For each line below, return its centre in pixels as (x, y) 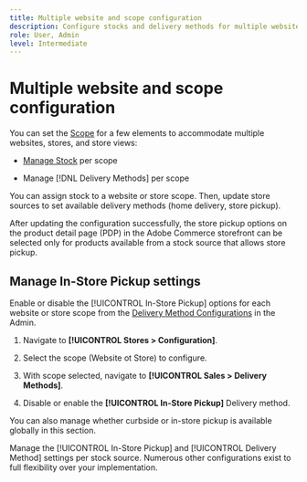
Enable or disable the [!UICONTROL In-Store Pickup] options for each (140, 303)
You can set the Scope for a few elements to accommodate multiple (137, 133)
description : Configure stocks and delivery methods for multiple (138, 26)
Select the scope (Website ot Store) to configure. (115, 358)
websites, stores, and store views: (74, 143)
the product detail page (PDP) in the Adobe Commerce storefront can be (146, 233)
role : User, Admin (44, 35)
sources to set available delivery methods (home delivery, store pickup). (145, 205)
